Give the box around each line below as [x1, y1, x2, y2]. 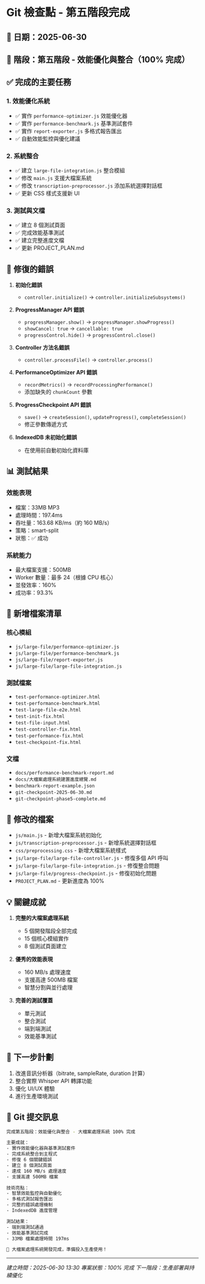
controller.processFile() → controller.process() [24, 356, 153, 363]
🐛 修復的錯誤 [6, 264, 54, 274]
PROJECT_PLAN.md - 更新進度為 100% [15, 877, 105, 885]
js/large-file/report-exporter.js [15, 657, 103, 663]
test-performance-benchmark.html [15, 701, 101, 707]
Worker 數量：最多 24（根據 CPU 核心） [15, 574, 117, 581]
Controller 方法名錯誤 [15, 344, 70, 351]
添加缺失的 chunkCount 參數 [24, 388, 93, 396]
